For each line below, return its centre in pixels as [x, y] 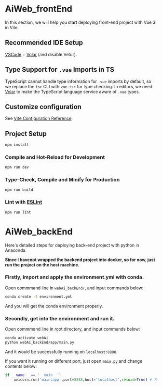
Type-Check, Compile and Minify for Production [62, 180]
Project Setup [26, 133]
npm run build [19, 190]
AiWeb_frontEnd [39, 9]
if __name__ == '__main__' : [33, 375]
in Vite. [12, 27]
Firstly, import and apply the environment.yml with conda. [74, 277]
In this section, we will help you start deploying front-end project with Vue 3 [80, 22]
